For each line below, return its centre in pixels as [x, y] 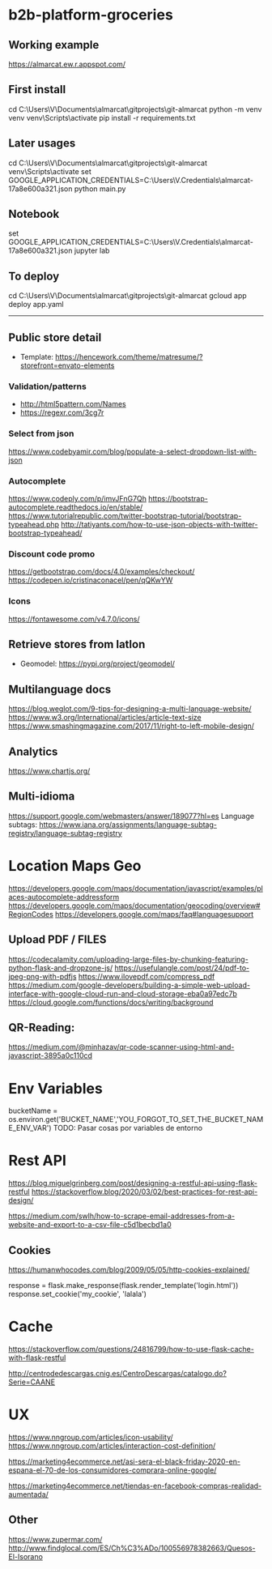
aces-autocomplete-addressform [64, 897]
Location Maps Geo [75, 866]
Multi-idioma [42, 797]
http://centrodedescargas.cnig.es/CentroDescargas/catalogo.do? [117, 1373]
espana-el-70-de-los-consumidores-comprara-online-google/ [113, 1470]
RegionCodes [31, 914]
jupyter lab [92, 251]
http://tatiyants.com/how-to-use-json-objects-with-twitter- [159, 524]
